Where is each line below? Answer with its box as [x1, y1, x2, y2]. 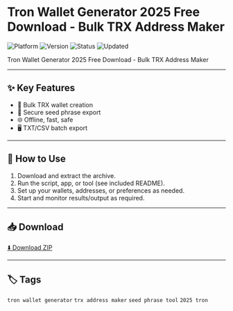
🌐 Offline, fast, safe [17, 115, 74, 124]
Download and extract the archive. [17, 171, 116, 180]
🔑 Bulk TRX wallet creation [17, 100, 94, 109]
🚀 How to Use [7, 153, 66, 165]
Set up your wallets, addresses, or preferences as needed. [17, 186, 185, 195]
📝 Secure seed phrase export [17, 108, 101, 116]
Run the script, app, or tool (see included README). [17, 179, 165, 187]
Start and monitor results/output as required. [17, 193, 145, 202]
